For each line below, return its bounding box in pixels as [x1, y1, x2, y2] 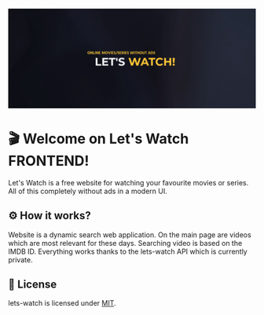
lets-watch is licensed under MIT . [8, 299, 116, 308]
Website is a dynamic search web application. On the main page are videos [8, 229, 251, 240]
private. [8, 255, 33, 264]
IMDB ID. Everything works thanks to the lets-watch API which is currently [8, 247, 247, 256]
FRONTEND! [8, 152, 90, 170]
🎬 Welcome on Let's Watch [8, 130, 189, 148]
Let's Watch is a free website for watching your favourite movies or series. [8, 178, 249, 187]
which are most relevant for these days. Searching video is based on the [8, 238, 243, 247]
